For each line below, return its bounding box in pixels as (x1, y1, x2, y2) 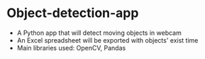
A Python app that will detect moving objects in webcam (16, 28, 182, 37)
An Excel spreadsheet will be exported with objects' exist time (16, 36, 199, 44)
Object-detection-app (6, 5, 139, 21)
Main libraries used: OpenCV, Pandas (16, 43, 126, 52)
